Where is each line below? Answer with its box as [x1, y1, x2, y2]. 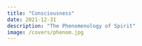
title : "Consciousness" [7, 9, 75, 17]
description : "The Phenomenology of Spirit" [7, 22, 136, 29]
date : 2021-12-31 [7, 16, 57, 23]
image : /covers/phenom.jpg [7, 28, 84, 36]
